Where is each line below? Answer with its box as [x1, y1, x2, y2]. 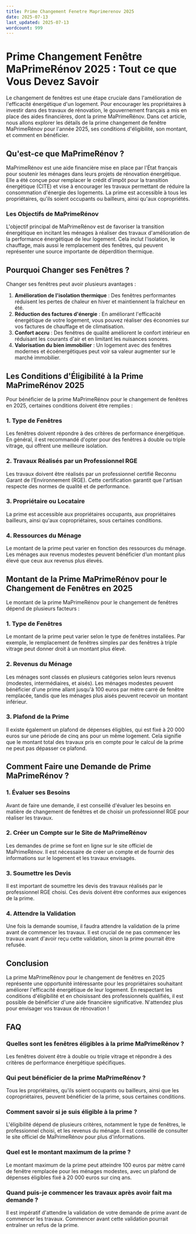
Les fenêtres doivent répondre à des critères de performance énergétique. [6, 430, 185, 437]
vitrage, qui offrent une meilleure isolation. [6, 443, 108, 450]
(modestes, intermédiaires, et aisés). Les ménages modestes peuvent [6, 680, 174, 687]
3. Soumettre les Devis [6, 869, 72, 877]
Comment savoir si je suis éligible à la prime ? [6, 1108, 138, 1116]
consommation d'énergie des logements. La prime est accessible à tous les [6, 189, 187, 196]
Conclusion [6, 958, 49, 968]
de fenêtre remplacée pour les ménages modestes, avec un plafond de [6, 1167, 177, 1174]
